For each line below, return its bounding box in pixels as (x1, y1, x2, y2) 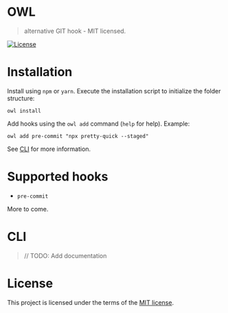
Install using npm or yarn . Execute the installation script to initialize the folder (7, 86, 221, 95)
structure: (7, 94, 35, 102)
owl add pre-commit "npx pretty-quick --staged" (7, 132, 149, 139)
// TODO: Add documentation (23, 251, 107, 259)
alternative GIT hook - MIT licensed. (23, 27, 126, 35)
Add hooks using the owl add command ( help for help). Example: (7, 119, 190, 128)
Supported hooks (7, 169, 109, 185)
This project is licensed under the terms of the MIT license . (7, 298, 174, 306)
